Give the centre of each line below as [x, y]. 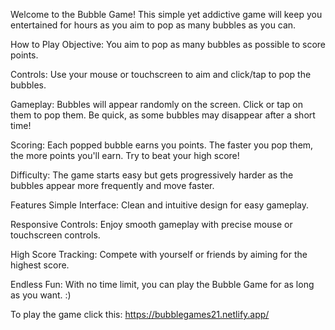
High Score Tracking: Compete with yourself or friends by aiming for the [159, 254]
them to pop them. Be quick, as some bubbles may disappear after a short [163, 115]
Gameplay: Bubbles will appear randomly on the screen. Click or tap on [156, 104]
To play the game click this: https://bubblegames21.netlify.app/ [140, 314]
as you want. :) [41, 295]
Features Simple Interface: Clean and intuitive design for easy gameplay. [160, 205]
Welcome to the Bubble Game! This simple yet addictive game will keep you [166, 14]
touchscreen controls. [55, 235]
